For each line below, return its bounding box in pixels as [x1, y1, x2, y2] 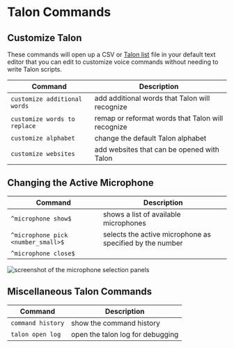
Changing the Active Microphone [7, 177, 155, 189]
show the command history [70, 318, 160, 328]
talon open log [10, 330, 61, 338]
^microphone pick [10, 231, 68, 239]
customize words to [10, 116, 75, 122]
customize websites [10, 150, 75, 157]
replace [10, 122, 36, 129]
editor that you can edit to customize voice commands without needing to [7, 58, 219, 66]
